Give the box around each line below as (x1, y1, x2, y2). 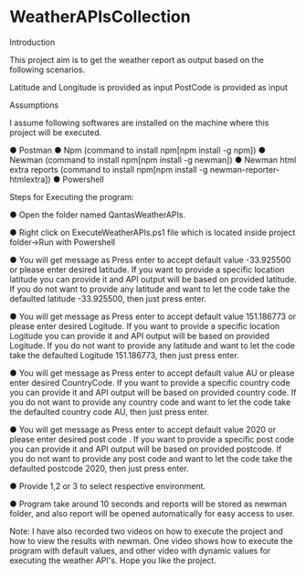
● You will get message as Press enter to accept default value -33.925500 (9, 254, 291, 265)
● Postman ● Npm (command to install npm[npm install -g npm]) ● (9, 144, 267, 155)
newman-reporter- (209, 164, 280, 175)
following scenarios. (9, 64, 86, 75)
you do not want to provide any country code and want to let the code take (9, 396, 291, 408)
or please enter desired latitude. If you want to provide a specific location (9, 263, 285, 275)
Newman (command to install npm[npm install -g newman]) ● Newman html (9, 154, 297, 165)
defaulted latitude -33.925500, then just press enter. (9, 293, 207, 303)
